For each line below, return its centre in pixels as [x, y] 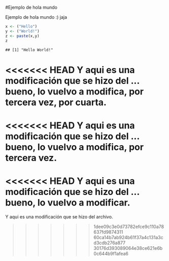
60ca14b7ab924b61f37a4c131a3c [128, 237]
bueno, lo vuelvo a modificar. [68, 203]
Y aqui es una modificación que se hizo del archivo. [59, 217]
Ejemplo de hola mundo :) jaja [36, 17]
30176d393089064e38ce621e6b [128, 248]
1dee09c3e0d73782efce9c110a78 [129, 226]
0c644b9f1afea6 [111, 253]
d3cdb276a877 [110, 243]
